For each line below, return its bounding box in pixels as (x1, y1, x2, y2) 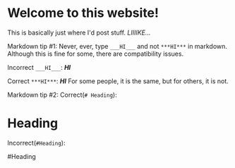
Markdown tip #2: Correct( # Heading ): (7, 90, 118, 99)
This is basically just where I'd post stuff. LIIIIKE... (7, 28, 151, 37)
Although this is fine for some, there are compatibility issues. (7, 49, 184, 58)
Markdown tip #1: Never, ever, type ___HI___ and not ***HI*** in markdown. (7, 42, 228, 50)
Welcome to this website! (7, 5, 159, 21)
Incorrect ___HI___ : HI (7, 63, 71, 71)
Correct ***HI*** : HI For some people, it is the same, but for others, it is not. (7, 76, 229, 85)
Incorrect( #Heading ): (7, 138, 66, 147)
